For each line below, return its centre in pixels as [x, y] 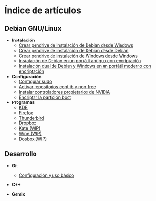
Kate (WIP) [30, 128]
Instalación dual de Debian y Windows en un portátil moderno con [85, 66]
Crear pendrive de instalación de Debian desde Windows [76, 45]
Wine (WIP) [30, 133]
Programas [23, 102]
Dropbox [27, 123]
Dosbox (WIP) [33, 139]
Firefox [26, 113]
